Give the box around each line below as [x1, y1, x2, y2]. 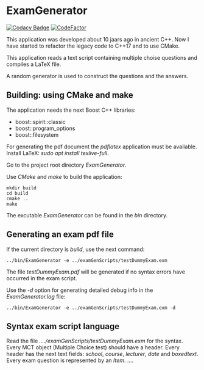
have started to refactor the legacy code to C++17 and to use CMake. [6, 42, 180, 49]
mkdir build [6, 184, 37, 191]
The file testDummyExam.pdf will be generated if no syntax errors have [6, 268, 186, 275]
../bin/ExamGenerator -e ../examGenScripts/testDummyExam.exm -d [6, 305, 175, 311]
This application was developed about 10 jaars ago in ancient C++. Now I [6, 35, 189, 43]
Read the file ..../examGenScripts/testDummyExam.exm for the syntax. [6, 337, 184, 345]
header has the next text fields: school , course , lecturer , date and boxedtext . [6, 350, 199, 358]
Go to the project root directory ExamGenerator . [6, 161, 127, 169]
